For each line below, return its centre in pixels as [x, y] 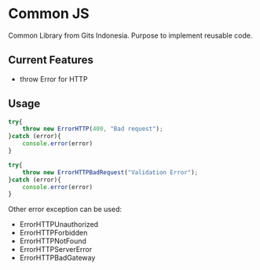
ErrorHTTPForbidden [53, 233]
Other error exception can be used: [65, 210]
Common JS [49, 14]
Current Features [51, 60]
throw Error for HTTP [53, 78]
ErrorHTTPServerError [56, 250]
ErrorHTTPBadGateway [57, 258]
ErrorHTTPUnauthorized [59, 224]
